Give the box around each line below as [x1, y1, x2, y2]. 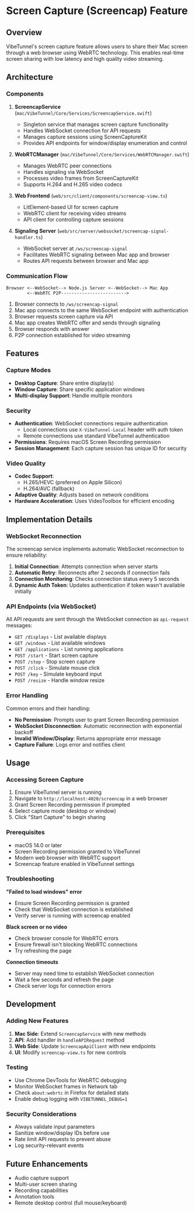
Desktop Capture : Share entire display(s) [14, 379, 114, 386]
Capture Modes [6, 366, 51, 374]
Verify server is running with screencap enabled [14, 912, 130, 919]
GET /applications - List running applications [14, 646, 124, 653]
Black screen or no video [6, 923, 68, 930]
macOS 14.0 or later [14, 841, 62, 848]
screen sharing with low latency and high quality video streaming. [6, 56, 164, 62]
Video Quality [6, 459, 46, 467]
